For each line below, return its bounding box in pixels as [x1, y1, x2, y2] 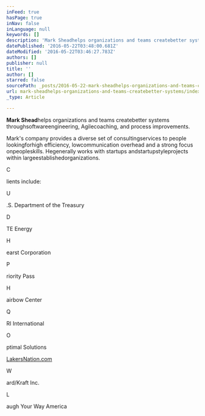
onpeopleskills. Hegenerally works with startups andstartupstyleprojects [6, 147, 189, 155]
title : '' [6, 65, 32, 72]
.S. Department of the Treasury [6, 201, 85, 208]
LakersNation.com [6, 355, 52, 362]
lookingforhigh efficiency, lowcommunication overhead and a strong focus [6, 141, 193, 148]
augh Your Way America [6, 403, 67, 410]
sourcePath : [6, 83, 37, 89]
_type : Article [6, 94, 45, 100]
